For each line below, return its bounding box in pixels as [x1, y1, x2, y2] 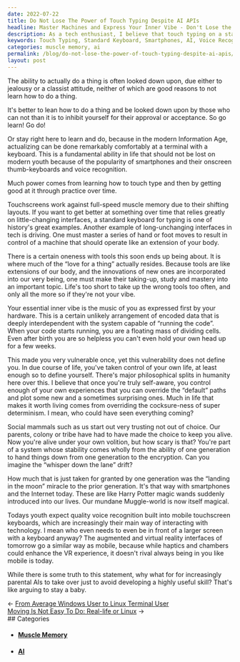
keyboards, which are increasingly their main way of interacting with [7, 518, 209, 527]
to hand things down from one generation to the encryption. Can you [7, 453, 210, 461]
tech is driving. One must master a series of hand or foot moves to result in [7, 230, 228, 239]
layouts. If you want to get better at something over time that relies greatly [7, 208, 225, 216]
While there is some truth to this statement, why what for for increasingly [7, 570, 222, 578]
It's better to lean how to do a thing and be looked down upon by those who [7, 105, 231, 114]
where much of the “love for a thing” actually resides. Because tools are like [7, 259, 231, 268]
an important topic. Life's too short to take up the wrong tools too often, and [7, 282, 231, 291]
